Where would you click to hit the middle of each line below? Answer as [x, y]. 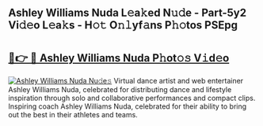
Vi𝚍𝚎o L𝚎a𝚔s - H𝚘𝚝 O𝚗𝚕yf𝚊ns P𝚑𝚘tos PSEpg [123, 26]
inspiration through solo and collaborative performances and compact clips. [132, 98]
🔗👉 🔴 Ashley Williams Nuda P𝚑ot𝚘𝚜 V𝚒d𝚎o [119, 58]
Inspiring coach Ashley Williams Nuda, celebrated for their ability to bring [128, 106]
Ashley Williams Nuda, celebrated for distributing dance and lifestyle [120, 89]
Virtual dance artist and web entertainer [179, 81]
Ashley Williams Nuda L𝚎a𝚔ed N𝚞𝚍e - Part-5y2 [128, 13]
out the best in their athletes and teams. [73, 115]
